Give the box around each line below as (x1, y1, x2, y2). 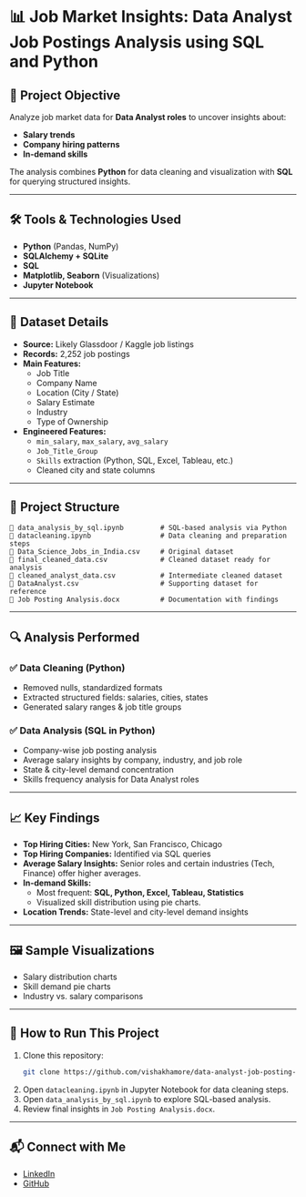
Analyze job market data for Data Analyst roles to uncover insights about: (9, 112, 287, 122)
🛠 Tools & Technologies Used (9, 212, 182, 228)
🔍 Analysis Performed (9, 629, 140, 645)
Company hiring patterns (22, 139, 120, 149)
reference (9, 588, 47, 597)
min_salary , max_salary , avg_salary (36, 435, 168, 446)
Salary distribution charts (22, 971, 117, 983)
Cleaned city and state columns (36, 465, 156, 476)
